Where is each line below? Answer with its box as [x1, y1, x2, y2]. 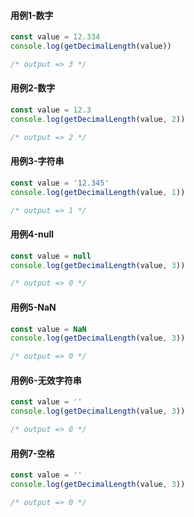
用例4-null [10, 228, 55, 240]
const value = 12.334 [10, 32, 101, 42]
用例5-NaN [10, 301, 57, 313]
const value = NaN [10, 324, 87, 334]
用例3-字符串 [10, 155, 65, 167]
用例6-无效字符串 [10, 374, 82, 386]
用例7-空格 [10, 447, 55, 459]
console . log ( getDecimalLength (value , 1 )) [10, 187, 186, 197]
